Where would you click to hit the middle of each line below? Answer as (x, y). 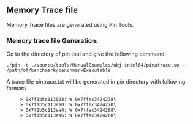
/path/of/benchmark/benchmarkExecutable (59, 71)
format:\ (16, 89)
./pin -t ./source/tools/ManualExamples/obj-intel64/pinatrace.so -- (97, 65)
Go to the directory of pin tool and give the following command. (86, 54)
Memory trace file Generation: (52, 40)
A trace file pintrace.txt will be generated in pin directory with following (96, 82)
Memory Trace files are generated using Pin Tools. (70, 24)
